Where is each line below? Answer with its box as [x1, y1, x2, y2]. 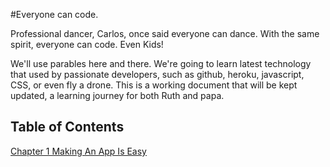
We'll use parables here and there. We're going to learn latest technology [10, 58, 312, 69]
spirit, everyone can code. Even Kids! [10, 39, 164, 50]
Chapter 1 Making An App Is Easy [10, 145, 147, 157]
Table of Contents [10, 119, 125, 136]
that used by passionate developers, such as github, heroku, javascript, [10, 69, 305, 80]
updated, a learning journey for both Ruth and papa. [10, 90, 225, 101]
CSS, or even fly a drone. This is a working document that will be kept [10, 79, 298, 91]
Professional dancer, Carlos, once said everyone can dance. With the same [10, 28, 320, 39]
